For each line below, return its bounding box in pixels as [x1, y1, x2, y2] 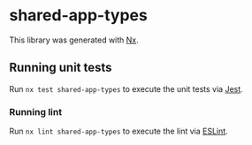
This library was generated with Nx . [9, 34, 139, 45]
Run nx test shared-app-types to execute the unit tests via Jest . [9, 83, 243, 94]
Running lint [9, 105, 63, 118]
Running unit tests [9, 60, 112, 75]
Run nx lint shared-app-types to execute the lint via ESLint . [9, 126, 228, 137]
